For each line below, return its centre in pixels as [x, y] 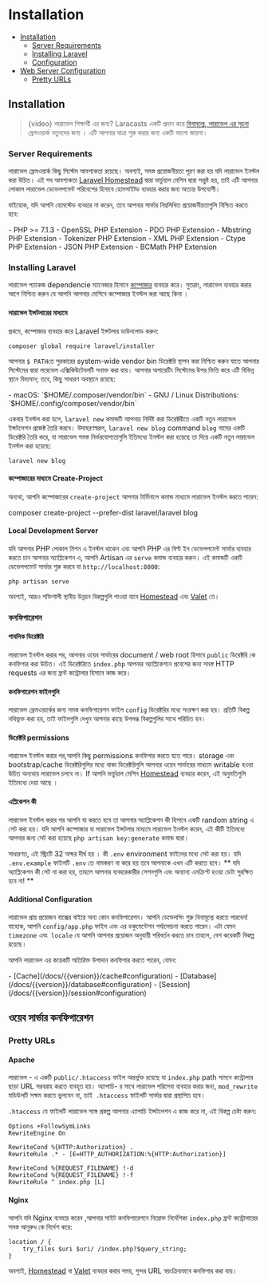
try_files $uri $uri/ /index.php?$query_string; [105, 1249]
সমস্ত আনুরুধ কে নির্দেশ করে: [40, 1227]
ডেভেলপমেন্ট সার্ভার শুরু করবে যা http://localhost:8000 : [84, 566]
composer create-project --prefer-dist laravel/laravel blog [103, 512]
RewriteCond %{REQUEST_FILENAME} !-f [71, 1175]
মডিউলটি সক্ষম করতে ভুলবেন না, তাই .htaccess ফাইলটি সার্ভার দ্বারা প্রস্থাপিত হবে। [107, 1096]
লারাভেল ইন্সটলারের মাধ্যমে [38, 312]
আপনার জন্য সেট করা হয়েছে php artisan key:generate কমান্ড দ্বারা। [99, 838]
